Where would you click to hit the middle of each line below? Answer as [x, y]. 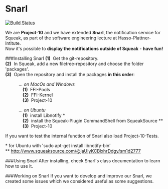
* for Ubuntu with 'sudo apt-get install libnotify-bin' [58, 145]
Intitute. [13, 43]
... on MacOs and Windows [47, 84]
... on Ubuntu [32, 110]
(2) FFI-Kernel [38, 95]
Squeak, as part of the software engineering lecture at [61, 38]
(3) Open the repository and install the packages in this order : [70, 74]
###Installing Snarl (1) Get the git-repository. [52, 58]
